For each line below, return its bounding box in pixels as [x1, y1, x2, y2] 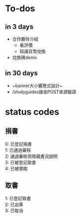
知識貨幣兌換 [19, 49, 46, 54]
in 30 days [5, 69, 38, 78]
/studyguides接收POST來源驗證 [12, 89, 77, 95]
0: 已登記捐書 [5, 141, 32, 147]
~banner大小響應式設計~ [12, 82, 63, 88]
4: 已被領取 [5, 165, 28, 171]
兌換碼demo [12, 54, 37, 60]
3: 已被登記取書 [5, 159, 36, 165]
